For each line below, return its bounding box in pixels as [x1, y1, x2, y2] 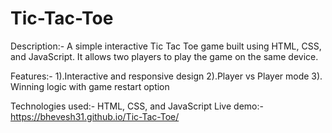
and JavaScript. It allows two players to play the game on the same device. [10, 50, 319, 62]
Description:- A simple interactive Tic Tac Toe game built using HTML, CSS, [10, 40, 322, 52]
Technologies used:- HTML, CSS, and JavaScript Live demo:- [10, 100, 264, 112]
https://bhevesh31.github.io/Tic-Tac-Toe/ [10, 110, 180, 122]
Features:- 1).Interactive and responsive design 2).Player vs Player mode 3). [10, 70, 323, 82]
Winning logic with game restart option [10, 80, 170, 92]
